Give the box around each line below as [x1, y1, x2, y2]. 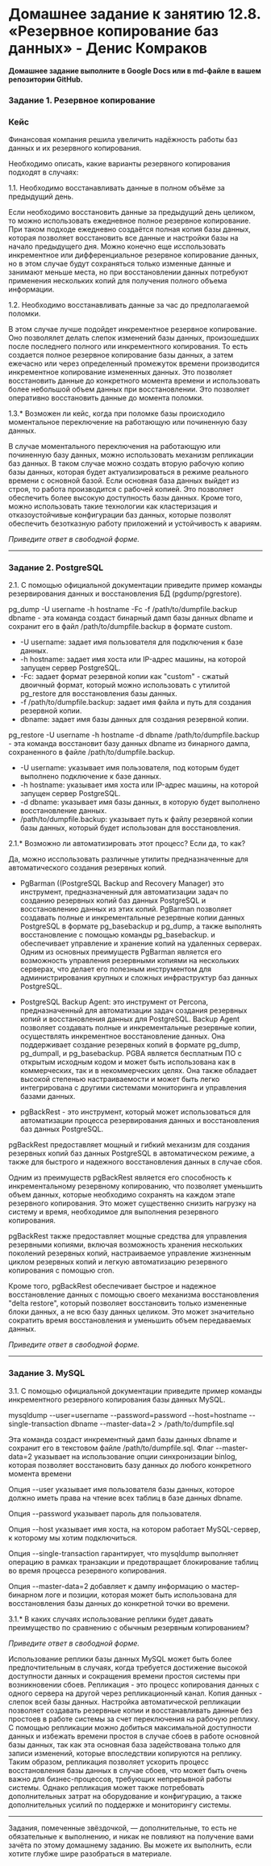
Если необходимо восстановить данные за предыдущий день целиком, [8, 208, 256, 217]
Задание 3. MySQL [8, 1368, 85, 1379]
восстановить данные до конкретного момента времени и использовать [8, 376, 261, 386]
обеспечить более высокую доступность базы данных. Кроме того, [8, 493, 243, 503]
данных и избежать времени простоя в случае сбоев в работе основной [8, 1731, 260, 1741]
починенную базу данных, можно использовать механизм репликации [8, 450, 254, 460]
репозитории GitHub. [8, 74, 83, 84]
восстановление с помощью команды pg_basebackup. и [19, 930, 215, 940]
